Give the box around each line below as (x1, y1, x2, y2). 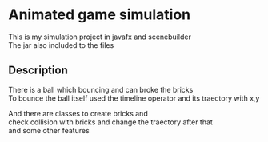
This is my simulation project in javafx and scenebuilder (8, 32, 192, 41)
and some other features (8, 125, 90, 135)
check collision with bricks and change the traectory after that (8, 117, 214, 127)
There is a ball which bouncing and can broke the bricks (8, 85, 194, 94)
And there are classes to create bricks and (8, 108, 148, 118)
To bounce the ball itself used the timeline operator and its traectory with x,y (8, 93, 260, 103)
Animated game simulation (8, 6, 191, 24)
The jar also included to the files (8, 40, 114, 49)
